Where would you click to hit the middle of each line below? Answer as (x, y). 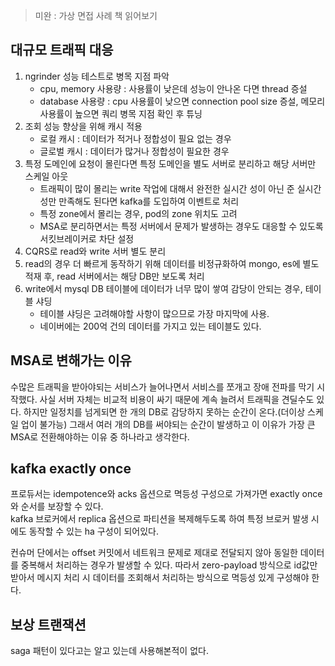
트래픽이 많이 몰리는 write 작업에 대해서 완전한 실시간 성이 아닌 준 (167, 188)
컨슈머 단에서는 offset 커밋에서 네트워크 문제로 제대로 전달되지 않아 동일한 (154, 553)
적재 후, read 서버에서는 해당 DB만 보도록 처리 (114, 276)
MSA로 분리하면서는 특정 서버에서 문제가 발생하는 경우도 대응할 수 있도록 (181, 226)
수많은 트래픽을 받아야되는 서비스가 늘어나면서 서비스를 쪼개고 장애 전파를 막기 (162, 386)
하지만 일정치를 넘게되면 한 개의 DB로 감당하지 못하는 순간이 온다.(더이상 (164, 411)
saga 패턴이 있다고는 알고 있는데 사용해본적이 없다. (109, 651)
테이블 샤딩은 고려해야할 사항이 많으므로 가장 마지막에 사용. (154, 313)
